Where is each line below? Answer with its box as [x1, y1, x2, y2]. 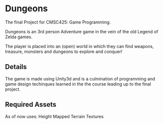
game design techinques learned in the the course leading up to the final [5, 81, 151, 87]
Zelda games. [5, 34, 33, 40]
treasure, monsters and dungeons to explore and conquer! [5, 49, 123, 54]
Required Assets [5, 100, 57, 109]
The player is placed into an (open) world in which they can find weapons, [5, 43, 154, 49]
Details [5, 63, 27, 71]
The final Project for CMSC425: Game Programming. [5, 19, 111, 25]
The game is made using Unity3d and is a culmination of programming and [5, 75, 155, 81]
